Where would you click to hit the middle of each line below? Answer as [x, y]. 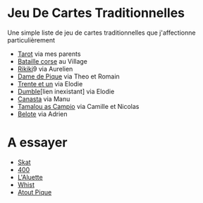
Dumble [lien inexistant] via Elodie [66, 91]
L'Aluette [30, 177]
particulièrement [31, 40]
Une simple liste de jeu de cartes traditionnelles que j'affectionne [101, 33]
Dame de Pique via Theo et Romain [68, 76]
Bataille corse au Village [53, 61]
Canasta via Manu [44, 99]
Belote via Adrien [42, 114]
